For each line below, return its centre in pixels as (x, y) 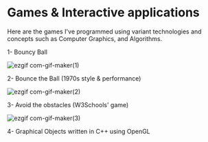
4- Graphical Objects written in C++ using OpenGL (79, 131)
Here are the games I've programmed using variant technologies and (104, 31)
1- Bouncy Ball (27, 52)
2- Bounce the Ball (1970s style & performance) (74, 78)
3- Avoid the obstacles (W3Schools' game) (68, 104)
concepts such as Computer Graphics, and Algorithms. (85, 38)
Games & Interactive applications (104, 13)
